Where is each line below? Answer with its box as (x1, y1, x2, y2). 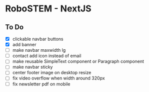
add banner (12, 42, 36, 48)
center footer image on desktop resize (12, 70, 91, 76)
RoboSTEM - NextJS (5, 3, 91, 14)
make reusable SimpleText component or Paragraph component (12, 58, 144, 65)
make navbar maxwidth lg (12, 47, 66, 53)
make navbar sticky (12, 64, 53, 70)
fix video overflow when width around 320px (12, 75, 105, 81)
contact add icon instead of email (12, 53, 81, 59)
